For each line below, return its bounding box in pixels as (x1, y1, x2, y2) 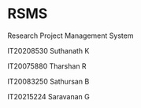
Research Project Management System (7, 31, 134, 40)
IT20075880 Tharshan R (7, 61, 87, 71)
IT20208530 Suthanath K (7, 46, 90, 55)
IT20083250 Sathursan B (7, 76, 90, 86)
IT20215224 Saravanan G (7, 91, 90, 101)
